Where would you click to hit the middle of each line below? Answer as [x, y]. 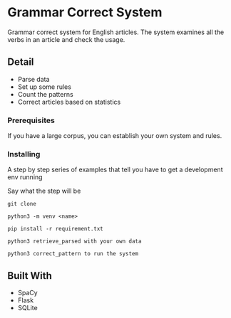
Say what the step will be [44, 191]
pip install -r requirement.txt [55, 229]
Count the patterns [45, 94]
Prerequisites [31, 120]
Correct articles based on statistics [69, 102]
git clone [22, 204]
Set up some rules [44, 87]
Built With [30, 276]
